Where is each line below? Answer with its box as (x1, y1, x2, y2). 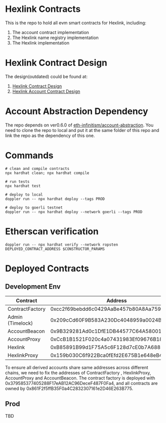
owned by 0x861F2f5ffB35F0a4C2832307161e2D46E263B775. (5, 385, 133, 391)
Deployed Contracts (5, 263, 89, 274)
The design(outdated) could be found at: (5, 73, 88, 80)
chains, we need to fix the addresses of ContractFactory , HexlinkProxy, (5, 370, 152, 376)
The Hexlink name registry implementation (12, 35, 99, 41)
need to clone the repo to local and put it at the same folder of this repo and (5, 127, 160, 133)
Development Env (5, 283, 61, 291)
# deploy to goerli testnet (5, 205, 63, 210)
